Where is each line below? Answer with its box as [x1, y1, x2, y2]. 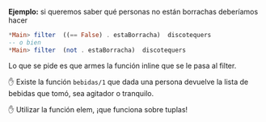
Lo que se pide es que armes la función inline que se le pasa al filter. [8, 61, 237, 70]
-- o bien [8, 38, 42, 47]
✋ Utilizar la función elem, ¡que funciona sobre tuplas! [8, 104, 188, 114]
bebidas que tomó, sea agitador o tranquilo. [8, 88, 154, 98]
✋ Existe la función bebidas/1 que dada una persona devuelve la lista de [8, 77, 249, 86]
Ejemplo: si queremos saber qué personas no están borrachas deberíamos [8, 7, 259, 16]
